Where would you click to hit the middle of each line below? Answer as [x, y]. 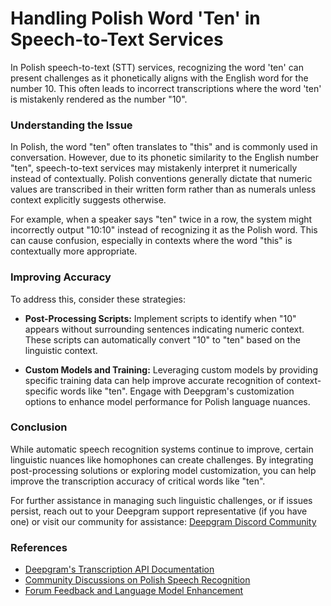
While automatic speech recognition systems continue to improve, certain [162, 449]
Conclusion [39, 427]
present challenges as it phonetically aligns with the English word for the [159, 78]
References [39, 547]
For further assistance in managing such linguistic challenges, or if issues [161, 500]
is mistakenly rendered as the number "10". [99, 99]
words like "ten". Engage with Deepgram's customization [177, 391]
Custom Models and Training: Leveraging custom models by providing [171, 369]
